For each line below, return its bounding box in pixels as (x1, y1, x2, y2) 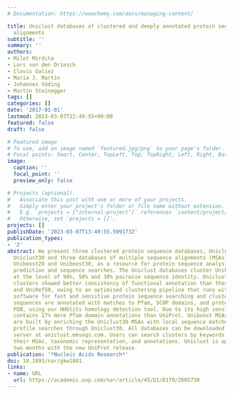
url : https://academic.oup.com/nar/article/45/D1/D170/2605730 (13, 377, 200, 384)
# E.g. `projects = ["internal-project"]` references (7, 209, 172, 216)
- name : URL (7, 370, 42, 377)
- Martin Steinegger (7, 87, 67, 94)
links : (7, 363, 26, 371)
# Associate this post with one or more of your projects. (7, 196, 188, 203)
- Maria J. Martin (7, 74, 60, 81)
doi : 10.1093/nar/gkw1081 (7, 357, 82, 364)
